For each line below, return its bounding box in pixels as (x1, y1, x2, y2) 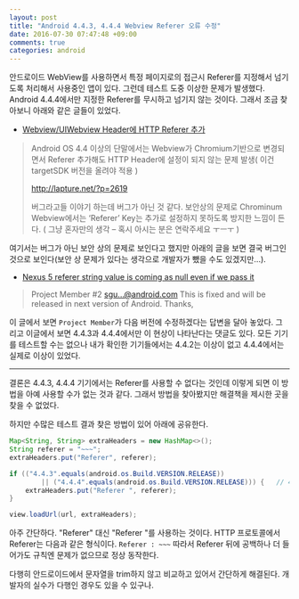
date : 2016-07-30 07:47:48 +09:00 (9, 29, 138, 38)
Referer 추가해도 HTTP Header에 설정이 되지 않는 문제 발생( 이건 (47, 154, 275, 165)
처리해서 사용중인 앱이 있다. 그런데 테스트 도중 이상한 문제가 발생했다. (25, 83, 265, 94)
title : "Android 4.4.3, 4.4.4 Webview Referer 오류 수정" (9, 21, 222, 30)
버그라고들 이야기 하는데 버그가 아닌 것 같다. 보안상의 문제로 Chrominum (30, 201, 283, 212)
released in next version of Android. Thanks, (30, 299, 194, 309)
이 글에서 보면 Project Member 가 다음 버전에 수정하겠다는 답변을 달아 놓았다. (9, 317, 274, 328)
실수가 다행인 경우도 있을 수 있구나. (32, 580, 154, 591)
